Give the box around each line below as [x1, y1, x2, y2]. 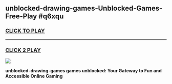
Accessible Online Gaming [5, 73, 63, 79]
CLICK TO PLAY [5, 27, 45, 35]
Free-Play [5, 12, 37, 21]
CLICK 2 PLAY [5, 46, 41, 53]
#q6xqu [38, 12, 64, 21]
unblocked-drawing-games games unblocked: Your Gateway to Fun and [5, 67, 162, 73]
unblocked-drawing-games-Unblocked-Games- [5, 4, 163, 13]
